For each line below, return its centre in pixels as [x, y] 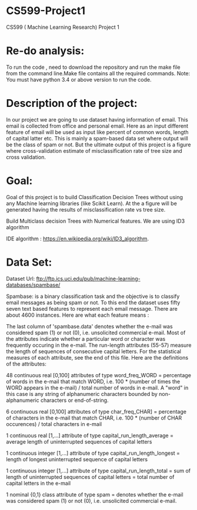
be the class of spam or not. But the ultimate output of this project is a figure [98, 145]
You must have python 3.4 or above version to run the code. [79, 79]
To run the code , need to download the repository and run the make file [93, 67]
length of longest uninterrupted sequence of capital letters [77, 459]
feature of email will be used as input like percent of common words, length [98, 132]
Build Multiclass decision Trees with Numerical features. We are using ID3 [96, 221]
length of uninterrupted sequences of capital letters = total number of [90, 477]
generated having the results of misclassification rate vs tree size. [86, 209]
